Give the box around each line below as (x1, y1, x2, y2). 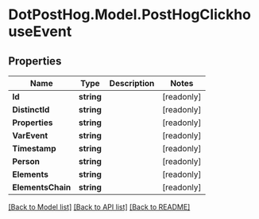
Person (12, 156, 41, 166)
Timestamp (12, 143, 57, 154)
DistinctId (12, 104, 50, 115)
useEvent (8, 22, 72, 41)
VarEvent (12, 130, 48, 141)
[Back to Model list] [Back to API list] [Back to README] (8, 202, 191, 212)
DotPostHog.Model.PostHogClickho (8, 6, 252, 24)
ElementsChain (12, 182, 72, 193)
